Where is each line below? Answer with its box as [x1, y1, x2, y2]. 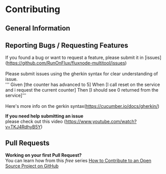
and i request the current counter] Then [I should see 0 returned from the [5, 87, 159, 93]
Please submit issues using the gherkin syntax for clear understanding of [5, 71, 158, 77]
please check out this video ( [5, 119, 66, 125]
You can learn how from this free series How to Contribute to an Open [5, 158, 151, 164]
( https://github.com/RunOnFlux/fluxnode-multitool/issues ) [5, 60, 127, 66]
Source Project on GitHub [5, 163, 59, 169]
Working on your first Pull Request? [5, 152, 82, 158]
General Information [5, 24, 71, 33]
